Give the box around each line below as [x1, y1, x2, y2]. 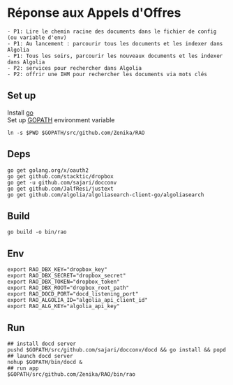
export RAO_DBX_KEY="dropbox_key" [7, 266, 108, 273]
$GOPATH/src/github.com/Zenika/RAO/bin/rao [7, 371, 136, 378]
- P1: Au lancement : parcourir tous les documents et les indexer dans [7, 40, 223, 47]
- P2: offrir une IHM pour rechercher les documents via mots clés [7, 71, 208, 78]
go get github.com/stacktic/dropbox [7, 173, 114, 180]
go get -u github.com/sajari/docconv [7, 179, 117, 186]
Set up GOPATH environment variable [7, 115, 115, 124]
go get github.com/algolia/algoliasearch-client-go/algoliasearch [7, 191, 204, 198]
